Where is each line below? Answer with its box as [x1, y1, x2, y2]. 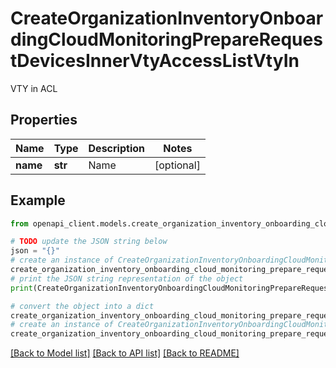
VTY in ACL [10, 82, 58, 94]
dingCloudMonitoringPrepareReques [10, 28, 323, 51]
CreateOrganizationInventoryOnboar [10, 7, 324, 30]
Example [10, 192, 66, 209]
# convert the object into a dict [10, 301, 155, 311]
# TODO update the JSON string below [10, 237, 168, 247]
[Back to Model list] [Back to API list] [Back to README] [10, 347, 240, 359]
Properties [10, 112, 78, 129]
